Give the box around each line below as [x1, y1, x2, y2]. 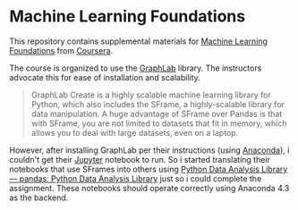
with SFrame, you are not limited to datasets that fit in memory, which [30, 118, 287, 129]
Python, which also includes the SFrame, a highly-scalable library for [30, 98, 285, 109]
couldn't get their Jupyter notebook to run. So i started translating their [9, 154, 271, 164]
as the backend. [9, 192, 69, 203]
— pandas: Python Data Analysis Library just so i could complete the [9, 172, 262, 184]
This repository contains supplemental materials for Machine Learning [9, 36, 268, 46]
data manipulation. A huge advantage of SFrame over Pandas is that [30, 108, 283, 119]
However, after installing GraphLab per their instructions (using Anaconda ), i [9, 145, 290, 155]
